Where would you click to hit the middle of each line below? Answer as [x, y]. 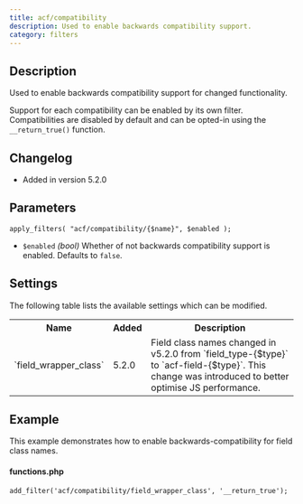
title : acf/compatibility [58, 18]
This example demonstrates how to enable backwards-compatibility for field [151, 441]
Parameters [43, 208]
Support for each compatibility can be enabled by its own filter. [126, 110]
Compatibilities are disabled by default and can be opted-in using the [138, 120]
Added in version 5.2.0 [64, 180]
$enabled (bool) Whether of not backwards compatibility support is [146, 246]
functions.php [37, 471]
